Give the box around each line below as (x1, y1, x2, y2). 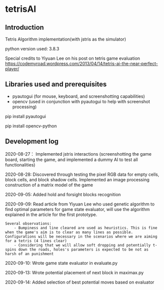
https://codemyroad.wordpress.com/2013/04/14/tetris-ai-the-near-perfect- (5, 61, 159, 66)
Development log (5, 137, 59, 146)
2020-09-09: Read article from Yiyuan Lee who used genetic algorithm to (5, 201, 155, 207)
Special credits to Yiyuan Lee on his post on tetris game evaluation (5, 55, 140, 61)
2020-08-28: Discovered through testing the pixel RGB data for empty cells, (5, 171, 159, 177)
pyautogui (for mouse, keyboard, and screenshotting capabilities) (12, 93, 145, 99)
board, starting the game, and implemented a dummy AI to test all (5, 157, 138, 163)
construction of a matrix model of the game (5, 182, 94, 188)
